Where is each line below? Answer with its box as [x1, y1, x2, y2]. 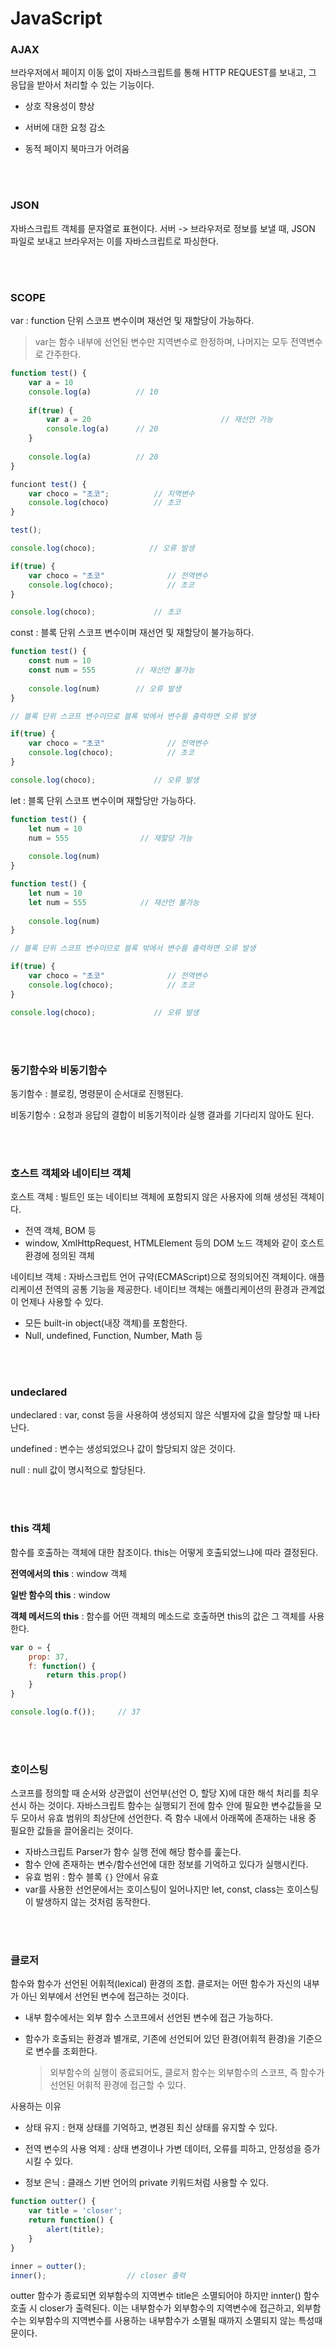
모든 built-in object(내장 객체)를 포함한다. [24, 1317, 188, 1329]
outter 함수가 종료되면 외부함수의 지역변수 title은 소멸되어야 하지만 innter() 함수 [10, 2290, 320, 2302]
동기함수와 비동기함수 [10, 1063, 108, 1077]
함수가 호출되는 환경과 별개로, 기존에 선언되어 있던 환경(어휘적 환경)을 [24, 2033, 296, 2045]
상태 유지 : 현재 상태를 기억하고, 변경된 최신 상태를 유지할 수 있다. [24, 2122, 278, 2134]
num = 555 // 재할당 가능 [28, 833, 193, 843]
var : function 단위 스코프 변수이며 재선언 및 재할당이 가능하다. [10, 315, 255, 327]
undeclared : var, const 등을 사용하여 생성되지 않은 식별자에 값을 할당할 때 [10, 1409, 302, 1421]
